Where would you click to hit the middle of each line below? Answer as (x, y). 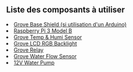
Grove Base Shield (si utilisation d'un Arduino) (70, 24)
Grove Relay (29, 50)
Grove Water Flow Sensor (45, 56)
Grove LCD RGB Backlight (46, 43)
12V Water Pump (34, 62)
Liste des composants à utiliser (66, 10)
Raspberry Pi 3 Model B (43, 31)
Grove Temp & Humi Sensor (48, 37)
